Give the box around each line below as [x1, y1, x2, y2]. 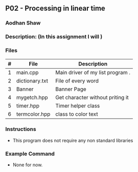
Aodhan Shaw [5, 19, 41, 27]
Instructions [5, 125, 37, 133]
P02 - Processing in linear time [5, 4, 106, 13]
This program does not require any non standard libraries [12, 137, 133, 143]
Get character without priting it [55, 94, 129, 101]
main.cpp [16, 69, 39, 76]
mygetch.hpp [16, 94, 49, 101]
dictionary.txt [16, 77, 49, 84]
